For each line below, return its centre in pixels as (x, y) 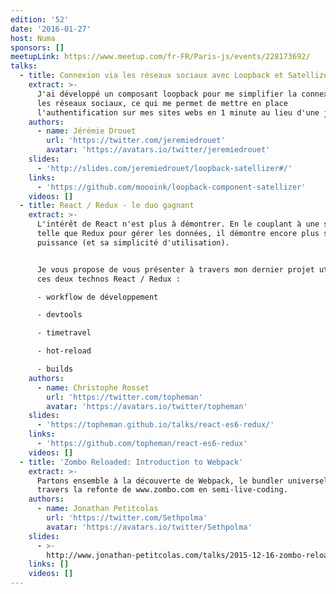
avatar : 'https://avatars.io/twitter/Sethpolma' (149, 527)
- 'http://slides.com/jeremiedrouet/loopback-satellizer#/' (164, 168)
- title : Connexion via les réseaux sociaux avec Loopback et (151, 76)
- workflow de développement (97, 297)
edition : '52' (40, 19)
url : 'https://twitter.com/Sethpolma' (127, 518)
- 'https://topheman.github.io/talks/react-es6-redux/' (155, 425)
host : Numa (33, 38)
